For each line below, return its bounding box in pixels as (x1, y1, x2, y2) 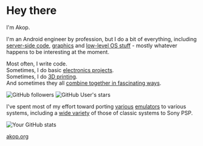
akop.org (6, 133, 29, 140)
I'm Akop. (6, 24, 30, 31)
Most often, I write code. (6, 60, 68, 67)
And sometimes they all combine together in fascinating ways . (6, 79, 162, 87)
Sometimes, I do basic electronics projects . (6, 66, 114, 73)
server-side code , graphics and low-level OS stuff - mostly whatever (6, 42, 178, 49)
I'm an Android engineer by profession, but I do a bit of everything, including (6, 35, 197, 42)
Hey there (6, 4, 57, 18)
